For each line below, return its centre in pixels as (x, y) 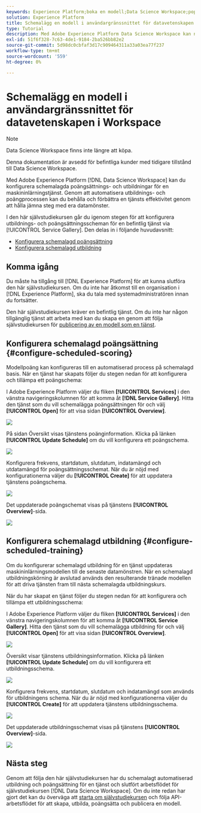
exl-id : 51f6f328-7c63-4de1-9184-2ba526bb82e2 (65, 40)
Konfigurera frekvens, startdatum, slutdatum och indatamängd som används (100, 691)
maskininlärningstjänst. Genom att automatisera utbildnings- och (86, 193)
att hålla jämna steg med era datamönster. (58, 206)
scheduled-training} (45, 551)
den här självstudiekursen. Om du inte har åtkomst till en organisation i (93, 288)
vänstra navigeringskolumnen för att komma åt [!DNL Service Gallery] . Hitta (100, 398)
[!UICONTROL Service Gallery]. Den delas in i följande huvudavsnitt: (90, 230)
